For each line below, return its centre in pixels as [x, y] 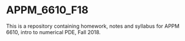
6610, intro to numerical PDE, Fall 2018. [54, 32]
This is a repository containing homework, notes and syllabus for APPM [93, 26]
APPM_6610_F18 [47, 10]
